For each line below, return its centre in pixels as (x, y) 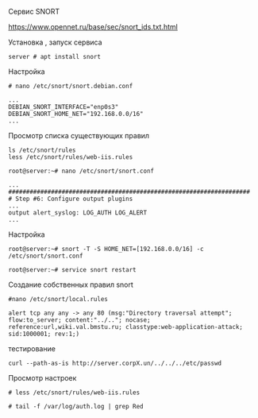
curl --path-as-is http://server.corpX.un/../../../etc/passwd (115, 363)
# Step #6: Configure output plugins (71, 199)
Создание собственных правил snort (71, 284)
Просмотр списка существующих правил (79, 135)
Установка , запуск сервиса (55, 42)
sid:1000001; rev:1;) (44, 334)
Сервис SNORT (34, 12)
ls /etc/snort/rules (42, 150)
